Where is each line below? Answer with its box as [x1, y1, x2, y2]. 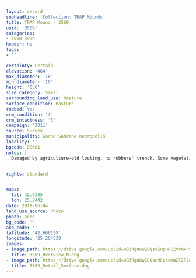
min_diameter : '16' [6, 79, 54, 85]
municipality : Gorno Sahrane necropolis [6, 133, 106, 139]
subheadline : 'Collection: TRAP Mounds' [6, 14, 106, 20]
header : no [6, 42, 33, 47]
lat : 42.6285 [11, 192, 43, 198]
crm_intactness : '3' [6, 117, 57, 123]
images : [6, 241, 25, 247]
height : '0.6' [6, 84, 41, 91]
